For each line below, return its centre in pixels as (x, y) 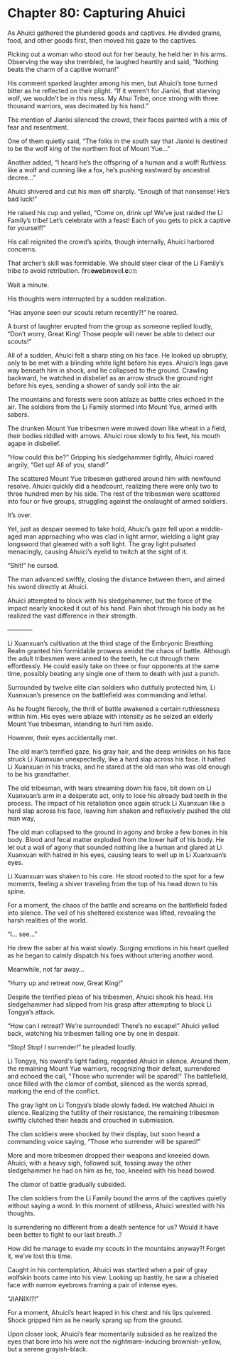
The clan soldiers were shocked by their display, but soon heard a (104, 1133)
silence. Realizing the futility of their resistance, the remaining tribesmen (113, 1112)
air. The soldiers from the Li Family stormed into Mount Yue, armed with (112, 407)
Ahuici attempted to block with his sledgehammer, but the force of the (109, 601)
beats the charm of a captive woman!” (63, 69)
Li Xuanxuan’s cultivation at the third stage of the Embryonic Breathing (110, 643)
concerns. (22, 249)
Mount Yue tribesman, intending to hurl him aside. (81, 724)
